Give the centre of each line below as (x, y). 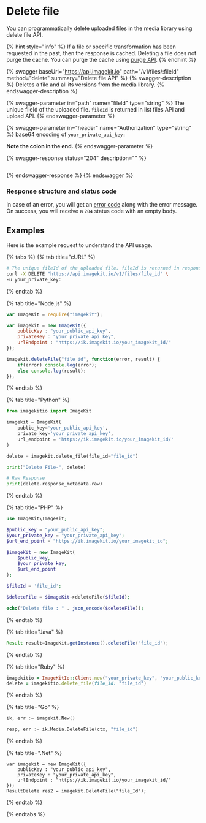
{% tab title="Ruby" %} (36, 667)
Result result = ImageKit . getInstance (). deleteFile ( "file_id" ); (87, 643)
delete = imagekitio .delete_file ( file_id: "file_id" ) (77, 684)
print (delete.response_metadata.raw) (55, 484)
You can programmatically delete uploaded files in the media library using (99, 28)
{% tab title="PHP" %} (35, 507)
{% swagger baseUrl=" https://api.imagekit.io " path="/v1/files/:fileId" (93, 71)
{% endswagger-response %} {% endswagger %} (70, 175)
